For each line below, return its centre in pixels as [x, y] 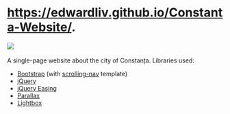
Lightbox [29, 103]
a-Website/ [39, 27]
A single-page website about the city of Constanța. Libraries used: [101, 60]
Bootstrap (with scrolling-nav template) [72, 73]
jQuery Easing [37, 88]
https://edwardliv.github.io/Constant [115, 13]
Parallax [28, 95]
